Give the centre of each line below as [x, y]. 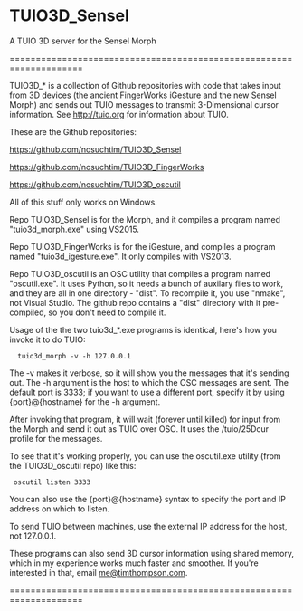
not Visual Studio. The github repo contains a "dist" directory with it [135, 302]
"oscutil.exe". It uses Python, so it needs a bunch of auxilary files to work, [146, 283]
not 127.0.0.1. [33, 536]
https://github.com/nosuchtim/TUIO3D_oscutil [95, 184]
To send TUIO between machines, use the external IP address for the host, [148, 526]
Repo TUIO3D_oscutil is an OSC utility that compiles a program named [140, 273]
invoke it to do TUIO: [47, 339]
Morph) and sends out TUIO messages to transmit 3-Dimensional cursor [144, 104]
